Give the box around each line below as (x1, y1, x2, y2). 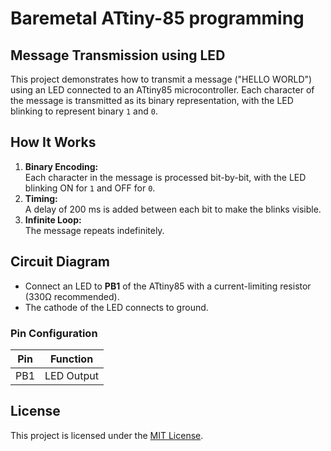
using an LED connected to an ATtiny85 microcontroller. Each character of (10, 84, 315, 96)
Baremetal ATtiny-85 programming (10, 7, 305, 30)
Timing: (24, 192, 58, 204)
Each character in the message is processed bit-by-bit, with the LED (24, 171, 307, 183)
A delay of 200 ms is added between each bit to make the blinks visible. (24, 203, 322, 215)
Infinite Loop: (24, 213, 82, 226)
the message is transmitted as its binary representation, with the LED (10, 95, 294, 106)
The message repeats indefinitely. (24, 224, 165, 236)
